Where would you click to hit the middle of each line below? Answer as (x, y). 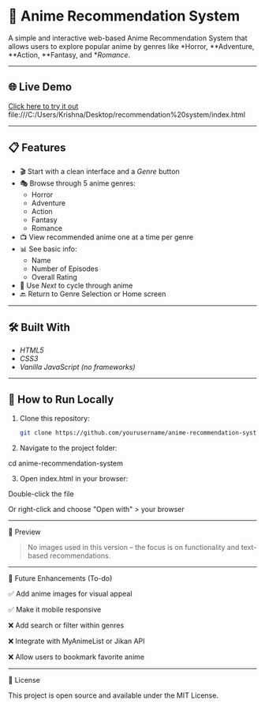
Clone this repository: (54, 419)
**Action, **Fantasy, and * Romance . (69, 55)
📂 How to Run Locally (61, 399)
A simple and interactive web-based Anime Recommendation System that (128, 38)
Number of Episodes (65, 269)
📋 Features (37, 148)
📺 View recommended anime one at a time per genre (106, 237)
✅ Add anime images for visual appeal (70, 594)
